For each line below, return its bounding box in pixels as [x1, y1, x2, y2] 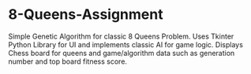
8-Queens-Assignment [8, 6, 163, 24]
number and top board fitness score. [8, 57, 128, 66]
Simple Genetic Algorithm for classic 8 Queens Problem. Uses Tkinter [8, 31, 234, 41]
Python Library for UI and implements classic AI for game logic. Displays [8, 39, 243, 49]
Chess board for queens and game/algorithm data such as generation [8, 48, 235, 57]
